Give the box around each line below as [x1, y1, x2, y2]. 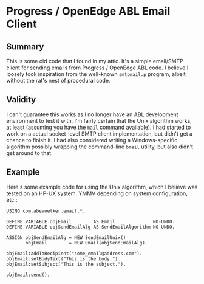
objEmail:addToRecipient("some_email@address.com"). [6, 251, 143, 257]
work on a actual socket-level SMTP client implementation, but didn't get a [6, 130, 193, 137]
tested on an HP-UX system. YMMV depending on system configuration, [6, 190, 188, 197]
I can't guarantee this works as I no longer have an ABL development [6, 111, 178, 118]
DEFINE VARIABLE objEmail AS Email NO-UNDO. [6, 218, 175, 224]
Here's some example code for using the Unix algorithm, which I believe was [6, 183, 198, 190]
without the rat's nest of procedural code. [6, 77, 110, 84]
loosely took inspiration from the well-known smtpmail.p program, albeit [6, 71, 186, 77]
